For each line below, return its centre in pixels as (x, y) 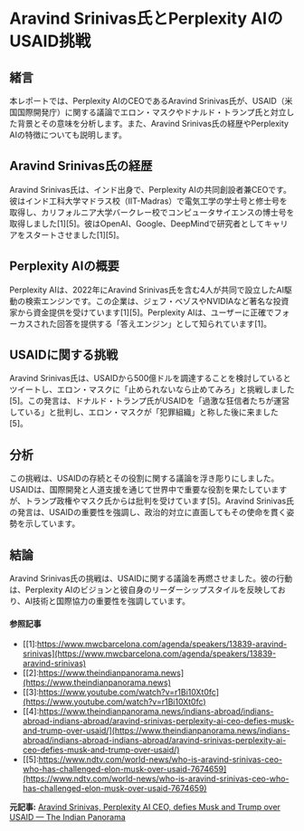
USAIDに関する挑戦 (64, 355)
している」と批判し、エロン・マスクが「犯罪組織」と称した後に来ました (144, 412)
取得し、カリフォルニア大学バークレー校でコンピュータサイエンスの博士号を (152, 212)
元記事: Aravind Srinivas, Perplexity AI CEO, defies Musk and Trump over (145, 807)
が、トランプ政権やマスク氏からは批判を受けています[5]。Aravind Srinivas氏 (152, 501)
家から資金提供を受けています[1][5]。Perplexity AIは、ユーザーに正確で (142, 312)
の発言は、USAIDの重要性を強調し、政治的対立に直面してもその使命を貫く (148, 512)
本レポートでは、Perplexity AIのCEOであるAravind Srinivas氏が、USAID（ (147, 101)
